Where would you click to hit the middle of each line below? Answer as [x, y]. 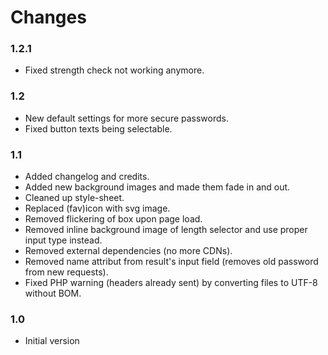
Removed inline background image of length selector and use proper [166, 230]
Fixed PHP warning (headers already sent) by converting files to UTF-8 [171, 283]
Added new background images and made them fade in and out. [157, 187]
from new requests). [66, 272]
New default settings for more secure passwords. [127, 118]
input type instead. [63, 240]
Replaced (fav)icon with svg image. [97, 208]
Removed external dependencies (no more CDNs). [128, 251]
